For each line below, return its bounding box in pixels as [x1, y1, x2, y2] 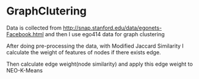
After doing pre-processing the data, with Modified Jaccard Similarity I [6, 42, 184, 49]
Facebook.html [6, 30, 44, 37]
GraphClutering [6, 4, 87, 18]
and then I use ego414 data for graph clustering [45, 30, 165, 37]
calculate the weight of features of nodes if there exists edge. [6, 48, 161, 55]
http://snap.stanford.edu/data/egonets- [63, 24, 162, 31]
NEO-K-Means [6, 66, 43, 74]
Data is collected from [6, 24, 62, 31]
